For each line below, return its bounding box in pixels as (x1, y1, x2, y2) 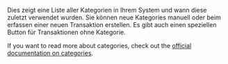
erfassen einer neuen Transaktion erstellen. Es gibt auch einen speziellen (7, 21, 217, 29)
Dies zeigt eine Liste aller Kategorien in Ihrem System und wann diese (7, 6, 207, 14)
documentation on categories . (7, 49, 94, 57)
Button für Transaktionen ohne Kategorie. (7, 28, 127, 36)
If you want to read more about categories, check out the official (7, 42, 192, 49)
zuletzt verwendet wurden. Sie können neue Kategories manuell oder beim (7, 13, 221, 22)
